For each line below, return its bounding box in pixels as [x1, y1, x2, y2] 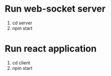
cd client [12, 59, 31, 66]
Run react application [5, 43, 97, 55]
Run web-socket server [5, 3, 106, 15]
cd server [12, 20, 32, 26]
